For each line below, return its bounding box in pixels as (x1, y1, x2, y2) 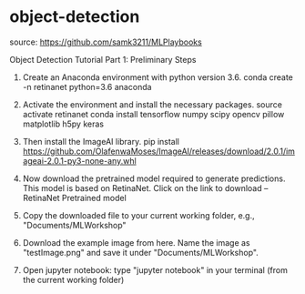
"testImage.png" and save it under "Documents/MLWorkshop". (22, 247, 259, 258)
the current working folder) (22, 274, 125, 285)
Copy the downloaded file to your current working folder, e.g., (22, 209, 255, 220)
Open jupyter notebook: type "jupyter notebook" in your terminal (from (22, 264, 289, 275)
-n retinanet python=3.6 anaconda (22, 81, 152, 92)
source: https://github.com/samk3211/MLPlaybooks (9, 36, 202, 47)
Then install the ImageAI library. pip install (22, 136, 180, 147)
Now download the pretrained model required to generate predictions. (22, 173, 286, 184)
